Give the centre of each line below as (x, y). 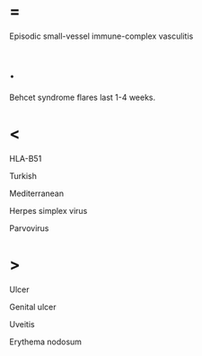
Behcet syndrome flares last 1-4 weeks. (83, 97)
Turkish (23, 175)
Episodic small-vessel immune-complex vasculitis (101, 36)
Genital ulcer (33, 307)
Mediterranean (37, 193)
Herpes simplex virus (48, 210)
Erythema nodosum (46, 342)
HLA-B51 (26, 158)
